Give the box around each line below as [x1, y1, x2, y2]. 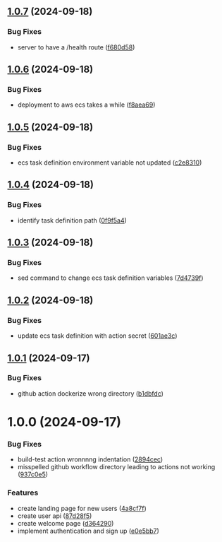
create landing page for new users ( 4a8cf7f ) [17, 504, 147, 512]
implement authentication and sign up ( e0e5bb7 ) [17, 526, 160, 535]
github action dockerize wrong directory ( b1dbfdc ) [17, 389, 164, 398]
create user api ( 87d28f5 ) [17, 512, 92, 520]
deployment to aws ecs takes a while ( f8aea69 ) [17, 100, 156, 109]
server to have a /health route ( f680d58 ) [17, 42, 135, 52]
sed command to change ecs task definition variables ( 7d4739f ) [17, 273, 204, 282]
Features [7, 488, 39, 497]
